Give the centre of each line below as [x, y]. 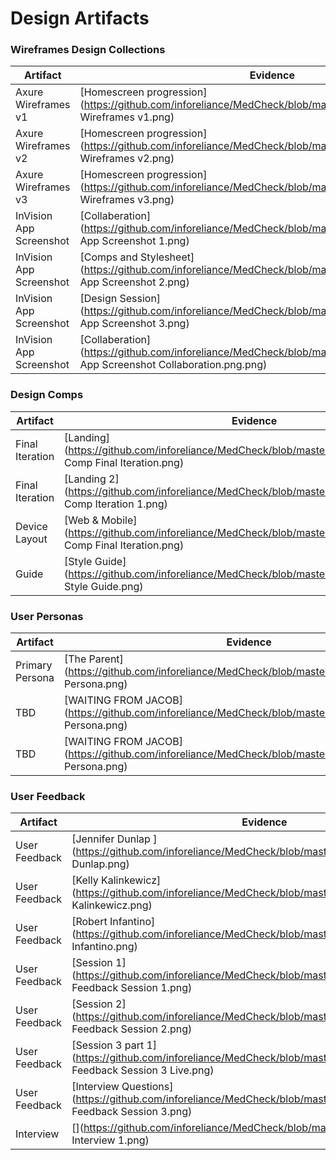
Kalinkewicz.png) [112, 905]
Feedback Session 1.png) [132, 988]
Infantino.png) [104, 947]
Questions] [147, 1087]
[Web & [82, 520]
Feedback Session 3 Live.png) [143, 1070]
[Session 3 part [108, 1045]
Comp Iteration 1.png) [116, 504]
